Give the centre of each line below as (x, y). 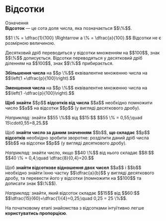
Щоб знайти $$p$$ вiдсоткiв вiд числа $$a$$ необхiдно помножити (79, 102)
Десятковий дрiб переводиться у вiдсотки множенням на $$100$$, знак (83, 53)
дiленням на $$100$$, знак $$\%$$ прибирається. (59, 63)
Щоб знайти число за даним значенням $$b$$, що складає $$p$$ (78, 132)
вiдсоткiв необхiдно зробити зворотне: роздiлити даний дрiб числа (77, 138)
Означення (17, 23)
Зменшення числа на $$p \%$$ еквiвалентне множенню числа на (76, 87)
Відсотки (25, 9)
